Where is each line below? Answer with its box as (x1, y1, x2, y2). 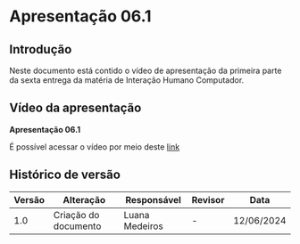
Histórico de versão (9, 167, 121, 183)
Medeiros (123, 220, 163, 232)
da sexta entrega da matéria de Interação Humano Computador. (9, 75, 245, 85)
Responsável (124, 193, 181, 206)
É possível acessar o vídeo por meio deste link (9, 141, 180, 152)
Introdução (9, 42, 72, 57)
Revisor (191, 193, 225, 206)
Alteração (62, 193, 106, 206)
